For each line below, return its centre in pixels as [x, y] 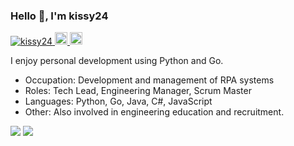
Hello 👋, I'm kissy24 [59, 16]
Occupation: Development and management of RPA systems [149, 80]
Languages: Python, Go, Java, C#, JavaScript [118, 101]
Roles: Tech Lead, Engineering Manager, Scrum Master [138, 91]
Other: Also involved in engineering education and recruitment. [154, 112]
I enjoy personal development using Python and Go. [117, 61]
